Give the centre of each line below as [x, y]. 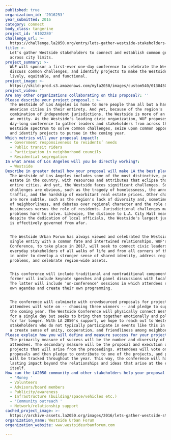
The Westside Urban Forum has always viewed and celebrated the [79, 237]
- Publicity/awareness [34, 392]
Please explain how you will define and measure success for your [77, 335]
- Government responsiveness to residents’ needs [63, 143]
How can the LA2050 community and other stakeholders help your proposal [85, 373]
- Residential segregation [38, 157]
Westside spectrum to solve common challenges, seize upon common [82, 128]
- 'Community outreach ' [36, 401]
